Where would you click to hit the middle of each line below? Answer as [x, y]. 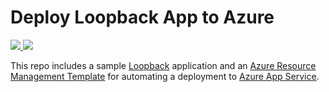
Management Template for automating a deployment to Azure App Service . [165, 76]
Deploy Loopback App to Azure [142, 17]
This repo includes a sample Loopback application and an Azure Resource [163, 65]
